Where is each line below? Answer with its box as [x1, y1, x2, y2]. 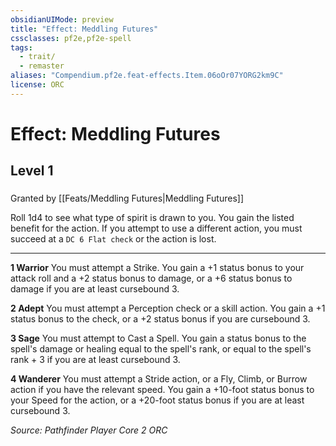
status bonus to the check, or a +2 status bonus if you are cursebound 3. [10, 313, 311, 325]
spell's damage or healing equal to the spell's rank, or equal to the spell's [10, 343, 312, 355]
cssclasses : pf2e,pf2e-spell [10, 33, 132, 43]
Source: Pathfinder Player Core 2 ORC [10, 424, 168, 436]
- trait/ [19, 52, 56, 62]
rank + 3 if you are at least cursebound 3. [10, 354, 181, 366]
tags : [10, 42, 33, 53]
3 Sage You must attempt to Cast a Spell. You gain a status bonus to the [10, 332, 307, 345]
